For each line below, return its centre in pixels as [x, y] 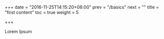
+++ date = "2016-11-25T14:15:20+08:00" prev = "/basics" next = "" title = [82, 7]
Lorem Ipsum [18, 31]
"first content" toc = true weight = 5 [42, 12]
